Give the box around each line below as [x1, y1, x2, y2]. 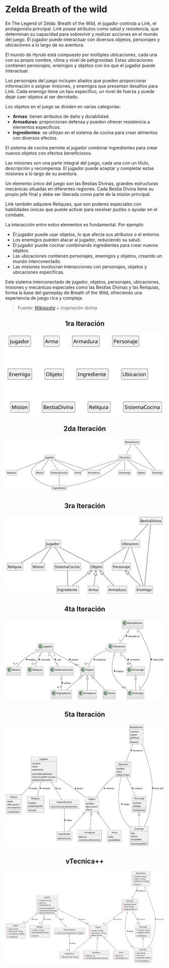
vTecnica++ [65, 857, 104, 865]
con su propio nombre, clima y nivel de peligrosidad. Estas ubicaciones [5, 57, 153, 63]
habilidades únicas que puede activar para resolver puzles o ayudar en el [5, 206, 158, 212]
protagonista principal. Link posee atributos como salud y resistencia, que [5, 25, 159, 31]
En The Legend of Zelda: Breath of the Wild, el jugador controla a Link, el [5, 20, 156, 26]
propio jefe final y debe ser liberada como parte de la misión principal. [5, 191, 151, 197]
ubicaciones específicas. [12, 269, 65, 275]
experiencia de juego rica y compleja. [5, 295, 83, 301]
